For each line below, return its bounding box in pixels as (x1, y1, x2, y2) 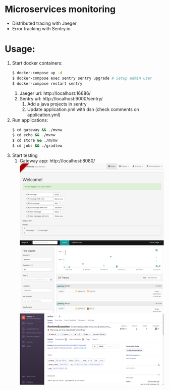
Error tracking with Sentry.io (12, 25, 71, 31)
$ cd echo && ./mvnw (12, 133, 55, 138)
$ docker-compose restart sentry (12, 81, 83, 86)
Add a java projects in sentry (27, 101, 87, 107)
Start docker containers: (12, 60, 63, 66)
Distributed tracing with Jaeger (12, 20, 77, 26)
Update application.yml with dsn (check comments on (27, 106, 139, 112)
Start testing (12, 152, 38, 158)
